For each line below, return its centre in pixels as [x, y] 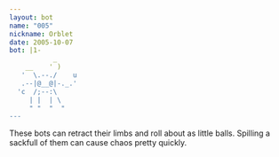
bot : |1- [25, 51]
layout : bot [31, 17]
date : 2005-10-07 [41, 42]
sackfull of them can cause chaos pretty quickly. [98, 143]
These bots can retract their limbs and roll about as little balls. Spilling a [140, 133]
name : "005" [31, 26]
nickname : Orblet [41, 34]
